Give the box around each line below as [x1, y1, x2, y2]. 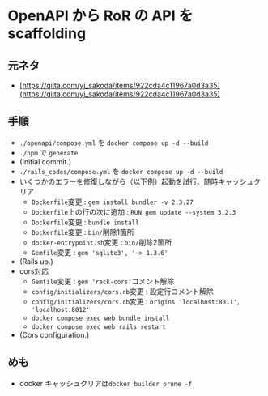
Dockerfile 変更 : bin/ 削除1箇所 [31, 227, 134, 236]
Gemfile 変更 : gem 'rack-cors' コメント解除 [31, 276, 175, 286]
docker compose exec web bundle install [31, 314, 170, 322]
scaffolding [7, 24, 87, 43]
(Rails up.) [19, 256, 53, 266]
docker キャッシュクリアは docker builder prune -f [19, 378, 193, 388]
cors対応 [19, 266, 49, 275]
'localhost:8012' [31, 305, 91, 313]
